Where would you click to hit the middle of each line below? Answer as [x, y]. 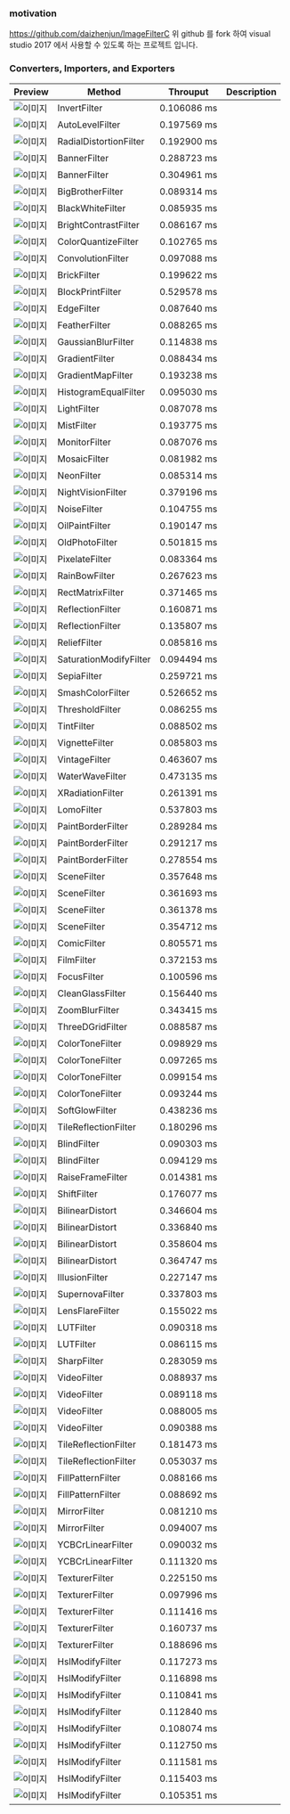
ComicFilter [81, 943]
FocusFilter [81, 976]
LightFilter [78, 408]
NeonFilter [79, 475]
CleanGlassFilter [92, 993]
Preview [31, 92]
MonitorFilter [84, 442]
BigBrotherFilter [90, 192]
